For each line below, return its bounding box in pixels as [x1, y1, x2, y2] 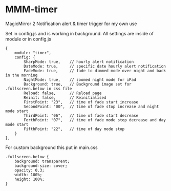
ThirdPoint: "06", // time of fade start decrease [24, 113, 139, 118]
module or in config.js [5, 36, 51, 42]
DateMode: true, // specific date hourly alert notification [24, 63, 166, 69]
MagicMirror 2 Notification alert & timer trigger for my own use [5, 20, 137, 27]
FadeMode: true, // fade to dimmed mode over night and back [24, 68, 166, 73]
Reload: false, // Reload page [24, 91, 102, 96]
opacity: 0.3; [14, 167, 45, 173]
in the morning [5, 73, 38, 78]
